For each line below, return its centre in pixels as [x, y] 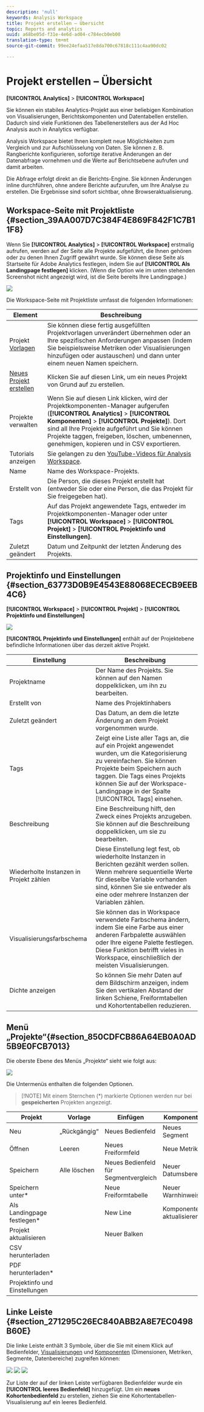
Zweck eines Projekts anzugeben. [144, 817]
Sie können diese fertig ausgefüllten [99, 325]
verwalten [24, 424]
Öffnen [19, 1149]
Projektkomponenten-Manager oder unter [107, 513]
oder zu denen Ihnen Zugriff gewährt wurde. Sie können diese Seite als [95, 257]
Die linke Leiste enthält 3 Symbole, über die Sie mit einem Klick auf [90, 1346]
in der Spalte [153, 791]
